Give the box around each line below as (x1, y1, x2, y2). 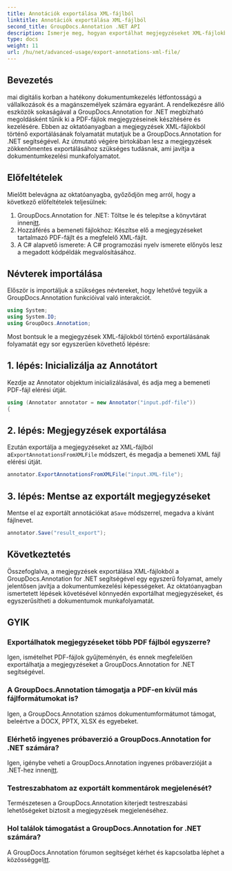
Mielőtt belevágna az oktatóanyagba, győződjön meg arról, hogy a (7, 190, 196, 198)
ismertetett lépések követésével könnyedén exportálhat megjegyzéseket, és (7, 589, 223, 597)
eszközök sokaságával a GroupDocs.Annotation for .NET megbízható (7, 107, 204, 116)
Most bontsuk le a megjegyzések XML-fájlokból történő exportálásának (7, 332, 211, 340)
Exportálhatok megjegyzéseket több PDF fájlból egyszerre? (7, 637, 211, 646)
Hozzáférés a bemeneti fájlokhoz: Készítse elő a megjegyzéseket (17, 226, 202, 234)
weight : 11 (7, 42, 39, 49)
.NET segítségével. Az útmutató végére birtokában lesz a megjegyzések (7, 137, 212, 146)
